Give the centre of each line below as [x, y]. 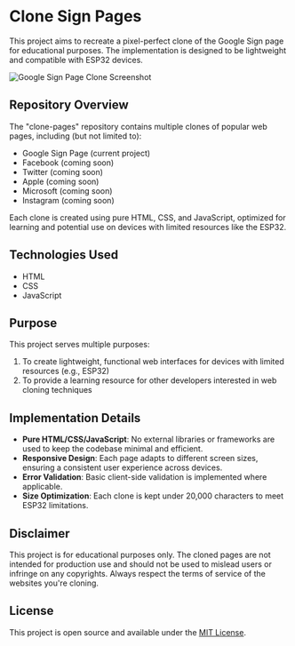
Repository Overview [69, 105]
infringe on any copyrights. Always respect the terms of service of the [138, 574]
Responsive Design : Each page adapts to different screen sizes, [140, 459]
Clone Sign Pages [76, 16]
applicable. [42, 487]
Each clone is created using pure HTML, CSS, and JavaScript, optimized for [147, 217]
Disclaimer [40, 534]
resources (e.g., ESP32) [65, 371]
